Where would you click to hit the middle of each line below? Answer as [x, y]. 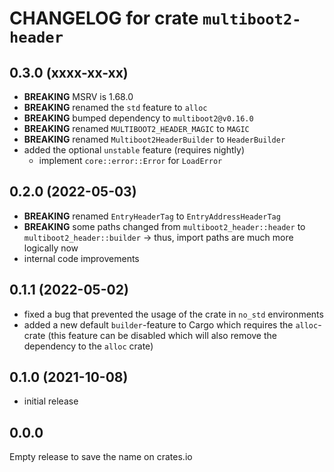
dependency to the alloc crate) [88, 346]
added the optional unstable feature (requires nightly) [134, 150]
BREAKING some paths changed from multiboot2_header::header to [164, 226]
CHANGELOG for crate [104, 18]
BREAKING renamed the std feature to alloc [115, 107]
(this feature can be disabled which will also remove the [162, 335]
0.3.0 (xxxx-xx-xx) [69, 72]
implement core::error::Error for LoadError [130, 160]
